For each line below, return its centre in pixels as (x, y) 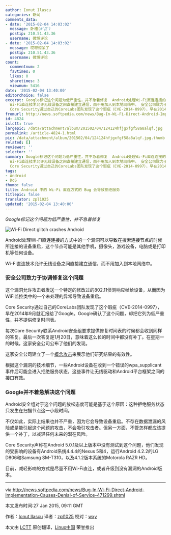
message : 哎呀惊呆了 (30, 48)
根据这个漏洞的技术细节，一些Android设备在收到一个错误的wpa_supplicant (83, 365)
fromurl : (15, 114)
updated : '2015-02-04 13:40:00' (39, 204)
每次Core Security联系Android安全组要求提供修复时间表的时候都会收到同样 (84, 330)
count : (12, 62)
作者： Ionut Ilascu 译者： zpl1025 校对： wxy (51, 517)
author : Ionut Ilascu (28, 10)
